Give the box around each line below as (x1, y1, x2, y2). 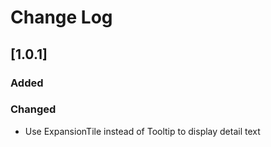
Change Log (10, 6, 113, 29)
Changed (10, 102, 57, 116)
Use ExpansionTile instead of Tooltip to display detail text (24, 125, 261, 137)
